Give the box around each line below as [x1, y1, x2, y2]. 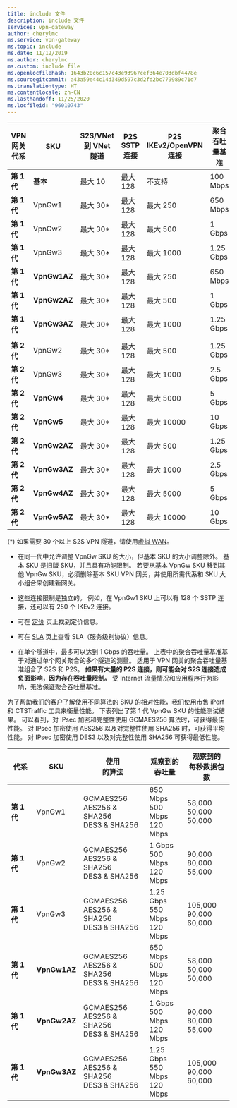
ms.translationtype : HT [7, 83, 78, 90]
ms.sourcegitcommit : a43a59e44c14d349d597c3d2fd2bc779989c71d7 [7, 75, 197, 83]
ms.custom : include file [7, 63, 80, 70]
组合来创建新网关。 [23, 578, 80, 587]
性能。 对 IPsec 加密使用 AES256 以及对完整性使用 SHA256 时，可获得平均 [7, 724, 225, 732]
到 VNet [83, 140, 111, 150]
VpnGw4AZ [32, 488, 73, 498]
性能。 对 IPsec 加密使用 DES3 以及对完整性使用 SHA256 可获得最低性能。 [7, 733, 224, 741]
